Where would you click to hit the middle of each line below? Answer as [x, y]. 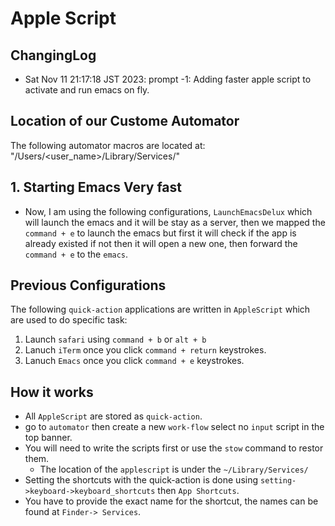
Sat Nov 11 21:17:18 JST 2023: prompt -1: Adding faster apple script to [168, 79]
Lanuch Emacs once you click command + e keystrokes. [134, 361]
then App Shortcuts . [198, 491]
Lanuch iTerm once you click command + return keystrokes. [145, 350]
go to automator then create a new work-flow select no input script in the [174, 427]
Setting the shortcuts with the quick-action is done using [141, 480]
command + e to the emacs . [76, 254]
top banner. [48, 438]
